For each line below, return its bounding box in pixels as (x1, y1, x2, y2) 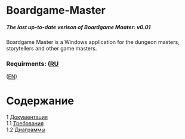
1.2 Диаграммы (6, 126, 46, 134)
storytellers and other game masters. (6, 45, 97, 52)
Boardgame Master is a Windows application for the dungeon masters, (6, 39, 180, 46)
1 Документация (6, 113, 48, 121)
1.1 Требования (6, 120, 44, 127)
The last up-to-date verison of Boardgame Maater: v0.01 (6, 23, 151, 30)
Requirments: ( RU (6, 60, 59, 68)
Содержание (6, 94, 75, 108)
